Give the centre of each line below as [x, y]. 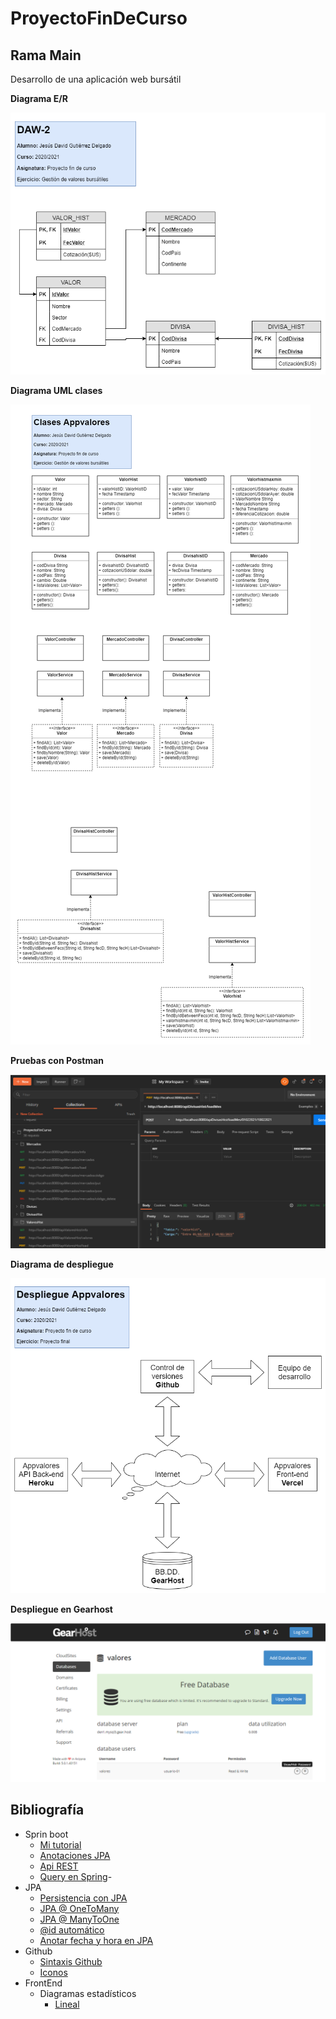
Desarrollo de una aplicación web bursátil [96, 79]
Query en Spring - [76, 1876]
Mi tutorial [60, 1844]
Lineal [67, 2004]
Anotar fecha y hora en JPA [96, 1940]
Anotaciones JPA [75, 1855]
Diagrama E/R [39, 98]
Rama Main [46, 55]
